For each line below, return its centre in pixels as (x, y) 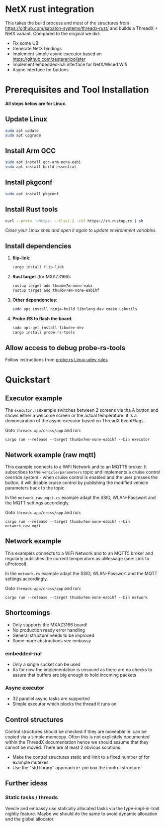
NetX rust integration (50, 9)
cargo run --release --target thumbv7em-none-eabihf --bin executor (78, 440)
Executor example (34, 398)
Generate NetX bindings (37, 48)
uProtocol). (17, 564)
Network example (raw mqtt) (51, 455)
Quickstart (28, 380)
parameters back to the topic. (36, 488)
